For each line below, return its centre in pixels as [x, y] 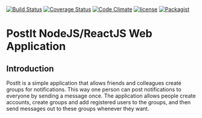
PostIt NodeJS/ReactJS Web [79, 34]
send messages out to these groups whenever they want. [78, 109]
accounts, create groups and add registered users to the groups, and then [99, 102]
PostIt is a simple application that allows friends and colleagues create [94, 83]
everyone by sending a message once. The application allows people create [101, 96]
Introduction [30, 68]
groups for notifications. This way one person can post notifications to [94, 89]
